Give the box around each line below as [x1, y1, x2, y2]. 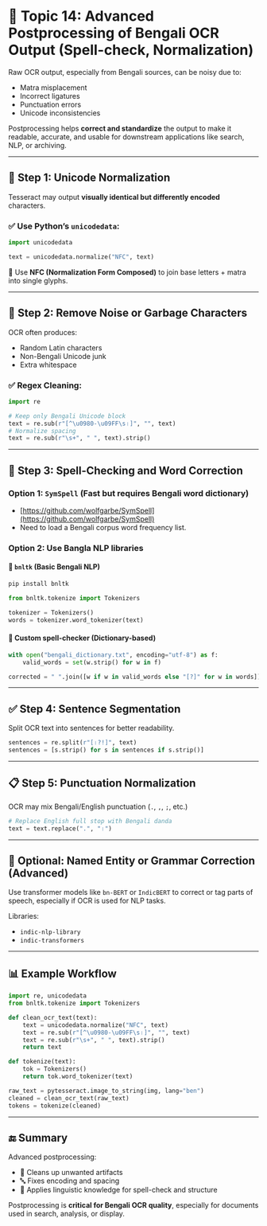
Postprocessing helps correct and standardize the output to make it [8, 123, 232, 133]
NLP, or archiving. [8, 140, 68, 150]
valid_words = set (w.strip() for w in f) [22, 658, 161, 666]
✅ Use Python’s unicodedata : [8, 221, 120, 232]
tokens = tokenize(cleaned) [8, 1102, 102, 1110]
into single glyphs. [8, 275, 68, 285]
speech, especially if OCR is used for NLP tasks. [8, 896, 166, 906]
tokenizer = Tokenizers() [8, 608, 94, 616]
